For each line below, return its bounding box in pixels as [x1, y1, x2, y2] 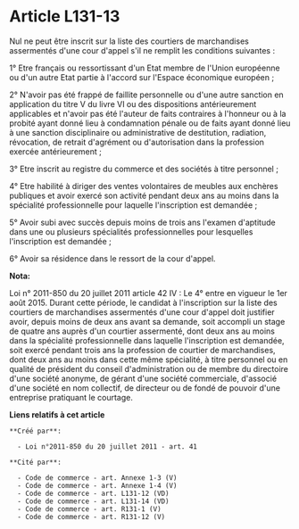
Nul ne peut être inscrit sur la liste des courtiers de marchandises [9, 36, 250, 46]
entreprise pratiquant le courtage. [9, 392, 134, 402]
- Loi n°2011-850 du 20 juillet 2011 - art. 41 [17, 442, 198, 451]
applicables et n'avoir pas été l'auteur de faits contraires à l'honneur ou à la [9, 108, 287, 119]
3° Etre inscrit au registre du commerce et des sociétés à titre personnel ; [9, 163, 279, 174]
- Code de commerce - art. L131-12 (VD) [17, 489, 170, 498]
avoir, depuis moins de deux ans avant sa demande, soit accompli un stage [9, 316, 286, 326]
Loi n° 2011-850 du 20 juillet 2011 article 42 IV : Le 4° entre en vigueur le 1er [9, 287, 288, 298]
